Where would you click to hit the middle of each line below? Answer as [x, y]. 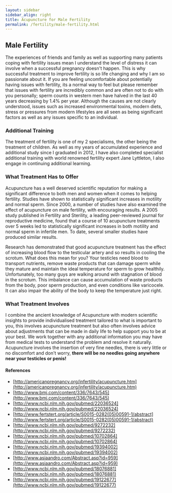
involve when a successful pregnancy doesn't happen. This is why [76, 68]
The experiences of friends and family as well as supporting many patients [84, 57]
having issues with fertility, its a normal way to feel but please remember [82, 85]
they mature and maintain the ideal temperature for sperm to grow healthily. [85, 269]
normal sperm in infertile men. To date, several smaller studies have [77, 232]
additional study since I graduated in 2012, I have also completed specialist [84, 153]
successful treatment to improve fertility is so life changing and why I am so [85, 74]
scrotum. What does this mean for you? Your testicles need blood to [77, 258]
